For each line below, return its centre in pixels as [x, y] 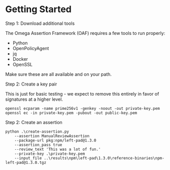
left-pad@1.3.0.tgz [26, 162]
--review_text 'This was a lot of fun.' [58, 149]
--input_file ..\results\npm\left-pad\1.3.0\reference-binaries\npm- [90, 158]
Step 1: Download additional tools [40, 23]
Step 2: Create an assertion [34, 122]
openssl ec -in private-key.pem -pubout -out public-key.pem [71, 113]
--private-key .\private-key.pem [50, 154]
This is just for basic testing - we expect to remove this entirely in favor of [82, 94]
